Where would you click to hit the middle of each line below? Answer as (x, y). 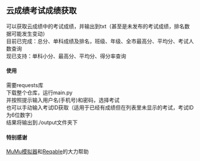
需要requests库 (25, 85)
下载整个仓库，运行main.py (39, 93)
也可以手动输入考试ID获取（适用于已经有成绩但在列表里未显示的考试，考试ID (100, 108)
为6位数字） (21, 115)
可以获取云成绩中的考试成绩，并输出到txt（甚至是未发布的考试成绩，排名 (96, 26)
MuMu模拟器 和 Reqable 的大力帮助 (48, 151)
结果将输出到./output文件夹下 (42, 123)
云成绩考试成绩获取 (41, 11)
